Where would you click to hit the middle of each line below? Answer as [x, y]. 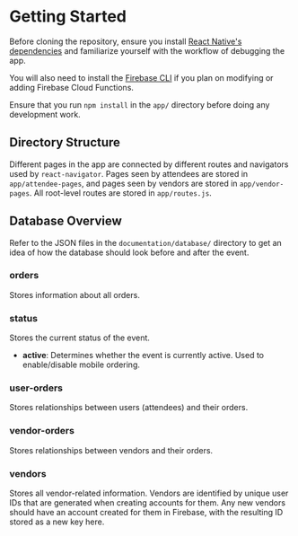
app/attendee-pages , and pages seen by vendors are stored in [123, 183]
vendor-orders [42, 431]
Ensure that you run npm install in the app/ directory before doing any [140, 104]
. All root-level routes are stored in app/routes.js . [121, 193]
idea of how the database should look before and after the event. [129, 252]
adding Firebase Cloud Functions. [72, 87]
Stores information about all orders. [75, 294]
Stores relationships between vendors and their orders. [111, 450]
